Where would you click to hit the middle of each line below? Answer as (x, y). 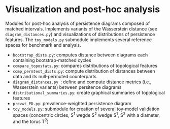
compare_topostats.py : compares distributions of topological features (85, 66)
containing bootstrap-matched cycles (52, 60)
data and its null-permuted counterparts (55, 76)
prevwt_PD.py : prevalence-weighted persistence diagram (72, 103)
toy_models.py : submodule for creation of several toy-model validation (86, 109)
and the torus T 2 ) (31, 121)
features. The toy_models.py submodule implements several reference (79, 40)
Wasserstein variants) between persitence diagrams (67, 87)
